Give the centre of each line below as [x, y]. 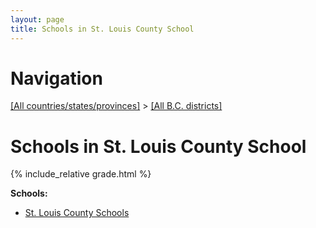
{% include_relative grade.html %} [81, 174]
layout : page [37, 19]
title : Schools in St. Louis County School [102, 29]
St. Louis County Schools [77, 213]
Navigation [56, 78]
